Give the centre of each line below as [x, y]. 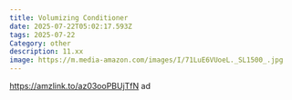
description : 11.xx [47, 52]
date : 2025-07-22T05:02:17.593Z [71, 26]
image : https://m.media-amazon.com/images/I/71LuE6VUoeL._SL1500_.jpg [146, 60]
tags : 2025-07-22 [42, 35]
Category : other [40, 43]
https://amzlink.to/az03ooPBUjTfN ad [80, 86]
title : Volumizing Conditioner [69, 18]
